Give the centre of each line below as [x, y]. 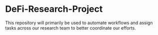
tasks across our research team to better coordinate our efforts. [71, 28]
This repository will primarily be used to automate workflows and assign [79, 23]
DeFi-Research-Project [54, 9]
